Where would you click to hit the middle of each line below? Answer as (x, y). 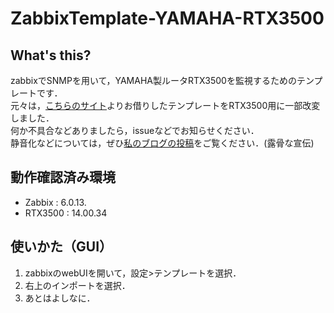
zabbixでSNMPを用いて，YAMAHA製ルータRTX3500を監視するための (153, 80)
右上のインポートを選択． (77, 285)
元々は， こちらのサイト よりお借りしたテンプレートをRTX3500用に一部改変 (165, 105)
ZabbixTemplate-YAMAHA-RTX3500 (167, 18)
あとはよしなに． (60, 298)
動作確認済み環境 (63, 177)
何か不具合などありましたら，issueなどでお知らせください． (135, 130)
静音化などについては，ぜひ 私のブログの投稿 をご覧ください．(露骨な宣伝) (162, 143)
